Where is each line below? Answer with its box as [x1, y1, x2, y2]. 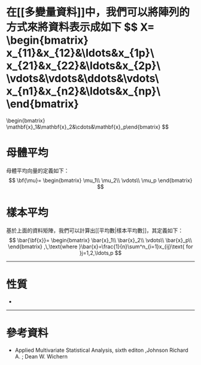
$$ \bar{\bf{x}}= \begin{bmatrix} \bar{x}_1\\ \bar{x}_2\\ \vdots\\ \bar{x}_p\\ [8, 236, 193, 244]
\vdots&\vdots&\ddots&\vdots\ [6, 72, 160, 86]
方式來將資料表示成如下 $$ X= [6, 20, 155, 34]
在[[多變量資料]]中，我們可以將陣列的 [6, 5, 190, 19]
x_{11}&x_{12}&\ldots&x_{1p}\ [6, 46, 154, 60]
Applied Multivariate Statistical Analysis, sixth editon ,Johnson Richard [14, 346, 188, 354]
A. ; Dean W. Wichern [14, 352, 68, 360]
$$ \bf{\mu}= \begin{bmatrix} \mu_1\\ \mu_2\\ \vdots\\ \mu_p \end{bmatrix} [8, 177, 193, 184]
